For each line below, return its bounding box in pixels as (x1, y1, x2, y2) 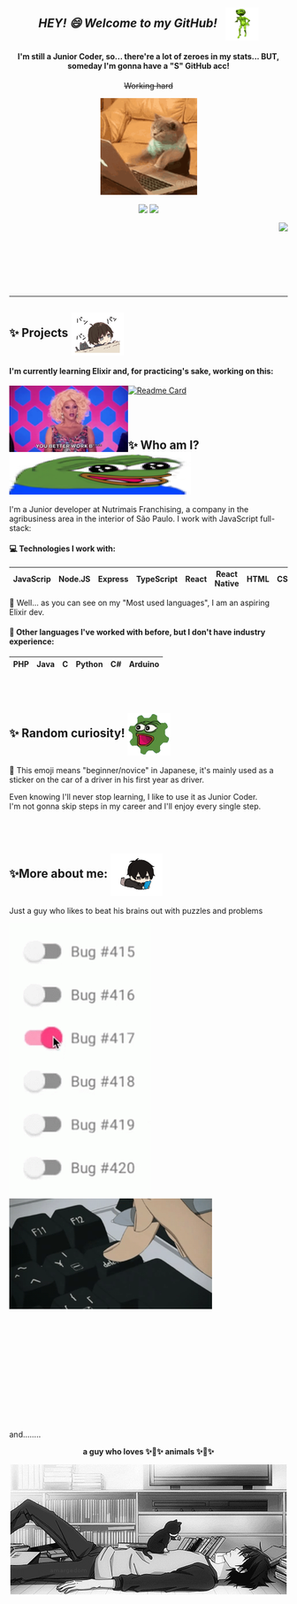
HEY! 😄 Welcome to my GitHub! (38, 16, 218, 31)
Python (75, 658, 103, 669)
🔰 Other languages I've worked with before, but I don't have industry (9, 627, 266, 638)
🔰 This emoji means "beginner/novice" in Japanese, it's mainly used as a (9, 764, 274, 775)
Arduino (128, 658, 160, 669)
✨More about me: (9, 866, 108, 881)
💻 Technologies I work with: (9, 543, 117, 554)
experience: (9, 636, 55, 647)
